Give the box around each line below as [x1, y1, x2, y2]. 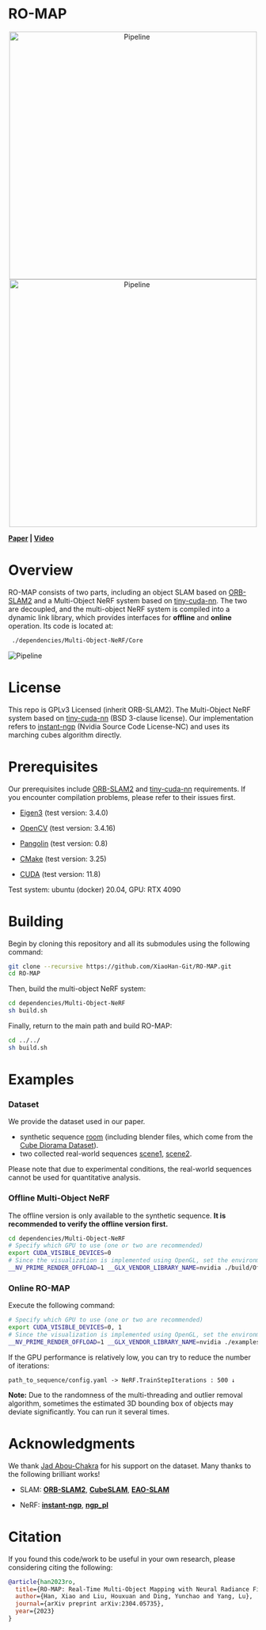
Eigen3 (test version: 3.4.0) [19, 808, 108, 817]
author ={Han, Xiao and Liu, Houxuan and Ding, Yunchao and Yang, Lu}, [15, 1593, 253, 1601]
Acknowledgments [8, 1434, 136, 1452]
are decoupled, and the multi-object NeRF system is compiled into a [8, 604, 230, 614]
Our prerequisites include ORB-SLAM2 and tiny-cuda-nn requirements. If [8, 784, 246, 794]
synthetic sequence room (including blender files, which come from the [19, 1132, 253, 1142]
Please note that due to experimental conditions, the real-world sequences [8, 1165, 252, 1174]
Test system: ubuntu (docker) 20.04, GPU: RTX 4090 [8, 885, 181, 894]
